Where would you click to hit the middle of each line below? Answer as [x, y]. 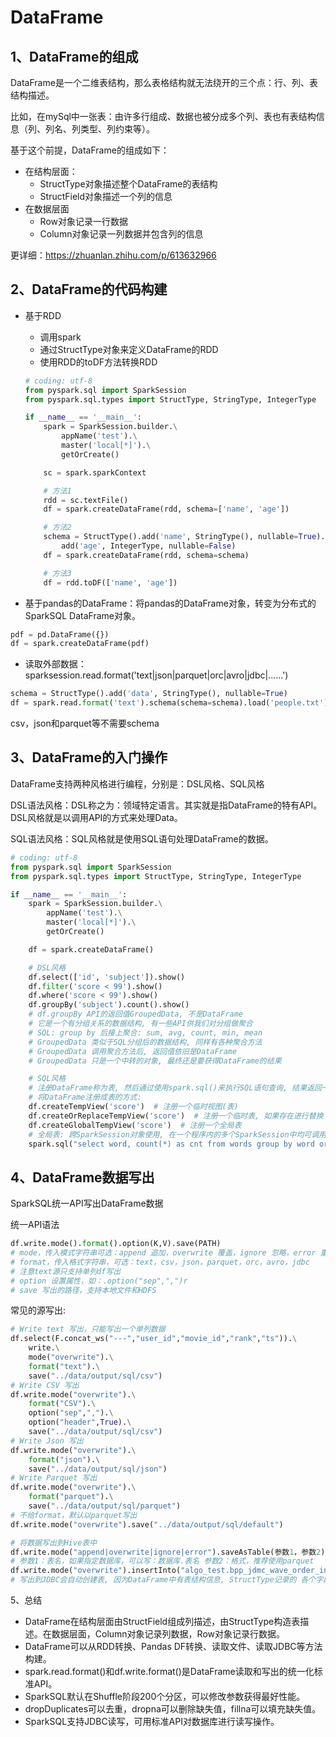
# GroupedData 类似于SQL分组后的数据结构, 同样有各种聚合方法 [145, 1042]
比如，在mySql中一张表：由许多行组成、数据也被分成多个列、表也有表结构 [163, 116]
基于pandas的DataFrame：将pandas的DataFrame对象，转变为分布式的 [170, 603]
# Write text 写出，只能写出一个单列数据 [88, 1329]
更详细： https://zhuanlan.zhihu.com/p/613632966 [113, 255]
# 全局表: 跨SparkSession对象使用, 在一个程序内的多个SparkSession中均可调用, [180, 1134]
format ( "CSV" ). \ [62, 1404]
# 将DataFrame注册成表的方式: [85, 1097]
